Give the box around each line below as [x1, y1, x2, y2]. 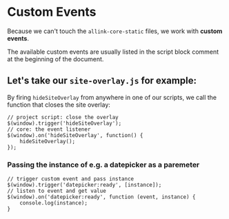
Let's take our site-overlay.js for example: [7, 75, 197, 87]
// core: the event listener [7, 125, 91, 133]
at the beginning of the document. [7, 54, 104, 63]
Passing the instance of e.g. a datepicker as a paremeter [7, 160, 200, 169]
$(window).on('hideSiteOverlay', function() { [7, 132, 143, 138]
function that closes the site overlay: [7, 101, 110, 109]
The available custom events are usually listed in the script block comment [7, 48, 219, 56]
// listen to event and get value [7, 187, 107, 195]
